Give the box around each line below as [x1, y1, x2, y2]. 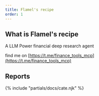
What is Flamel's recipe [5, 30, 79, 38]
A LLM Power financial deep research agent [5, 43, 95, 49]
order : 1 [5, 12, 23, 17]
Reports [5, 72, 31, 80]
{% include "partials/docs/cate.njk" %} [5, 85, 84, 91]
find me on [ [5, 53, 30, 59]
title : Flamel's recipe [5, 7, 54, 12]
